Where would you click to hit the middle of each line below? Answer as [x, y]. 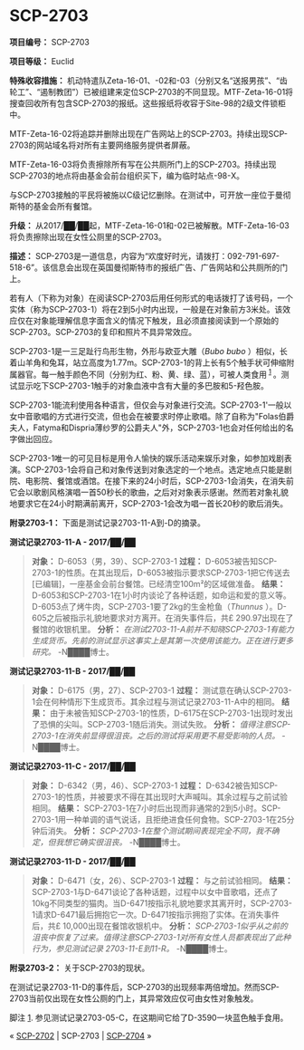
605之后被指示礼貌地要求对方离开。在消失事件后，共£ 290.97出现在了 [162, 618]
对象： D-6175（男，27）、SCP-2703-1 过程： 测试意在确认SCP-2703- [161, 690]
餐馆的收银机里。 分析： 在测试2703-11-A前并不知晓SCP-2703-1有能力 [162, 629]
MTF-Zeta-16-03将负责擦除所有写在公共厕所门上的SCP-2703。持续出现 [143, 164]
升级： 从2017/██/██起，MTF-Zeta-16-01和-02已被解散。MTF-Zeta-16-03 [149, 225]
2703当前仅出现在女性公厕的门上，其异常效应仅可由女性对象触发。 [134, 998]
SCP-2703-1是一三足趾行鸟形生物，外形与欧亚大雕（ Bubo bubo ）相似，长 [148, 351]
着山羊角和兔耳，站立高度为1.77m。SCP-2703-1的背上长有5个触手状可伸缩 [148, 362]
